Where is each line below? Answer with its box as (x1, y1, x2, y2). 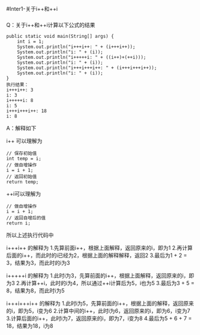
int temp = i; (6, 155, 42, 161)
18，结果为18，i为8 (6, 322, 53, 329)
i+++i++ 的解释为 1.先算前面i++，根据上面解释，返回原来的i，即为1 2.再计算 (6, 244, 193, 251)
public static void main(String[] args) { (6, 33, 114, 39)
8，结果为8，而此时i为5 (6, 287, 65, 294)
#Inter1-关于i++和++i (6, 5, 58, 12)
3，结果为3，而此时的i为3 (6, 259, 70, 266)
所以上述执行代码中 (6, 231, 54, 238)
